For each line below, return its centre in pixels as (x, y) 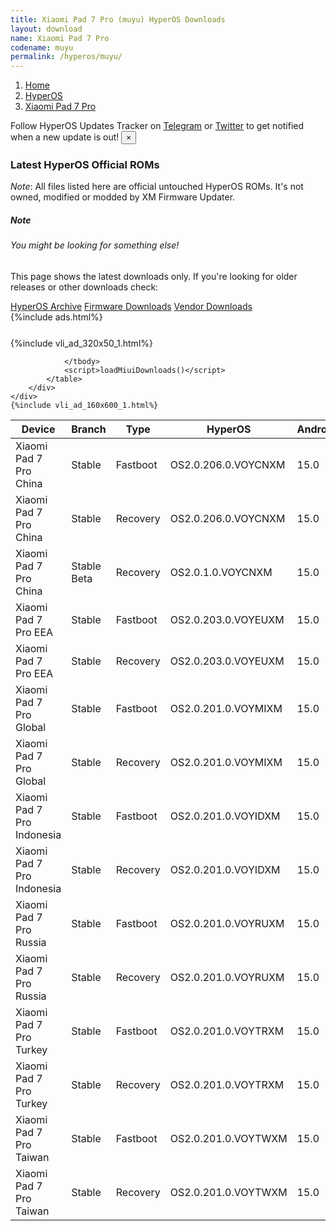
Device (38, 429)
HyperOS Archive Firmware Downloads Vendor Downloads (131, 306)
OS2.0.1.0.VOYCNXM (221, 572)
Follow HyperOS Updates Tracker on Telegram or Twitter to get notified (157, 126)
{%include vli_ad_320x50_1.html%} (81, 343)
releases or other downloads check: (84, 287)
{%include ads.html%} (56, 317)
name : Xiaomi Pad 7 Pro (60, 38)
